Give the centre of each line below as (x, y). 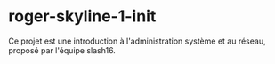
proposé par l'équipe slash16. (62, 50)
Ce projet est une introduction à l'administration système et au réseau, (137, 41)
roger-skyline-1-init (82, 16)
